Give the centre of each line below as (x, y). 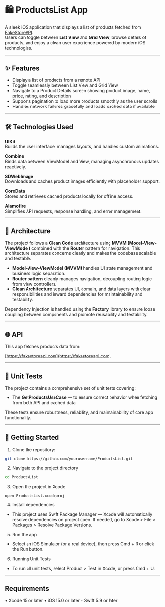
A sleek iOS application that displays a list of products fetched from (73, 27)
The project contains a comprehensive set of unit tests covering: (70, 388)
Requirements (27, 589)
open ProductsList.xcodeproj (35, 496)
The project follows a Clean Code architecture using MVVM (66, 243)
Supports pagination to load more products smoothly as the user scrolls (85, 101)
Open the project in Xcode (39, 486)
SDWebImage (19, 176)
